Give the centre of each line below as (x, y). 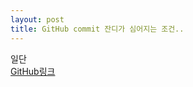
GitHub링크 (33, 71)
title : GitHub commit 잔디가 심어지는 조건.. (97, 29)
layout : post (37, 19)
